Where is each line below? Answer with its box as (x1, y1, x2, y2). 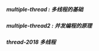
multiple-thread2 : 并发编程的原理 (6, 22, 92, 29)
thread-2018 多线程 (6, 38, 56, 46)
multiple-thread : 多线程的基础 (6, 5, 84, 13)
